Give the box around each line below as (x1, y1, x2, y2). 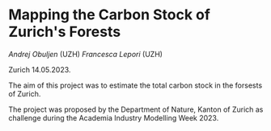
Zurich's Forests (8, 23, 121, 41)
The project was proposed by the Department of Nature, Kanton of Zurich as (8, 104, 264, 114)
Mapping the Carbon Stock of (8, 6, 210, 24)
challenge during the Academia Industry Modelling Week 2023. (8, 113, 219, 122)
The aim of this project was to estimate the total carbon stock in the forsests (8, 80, 263, 90)
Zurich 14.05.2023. (8, 64, 71, 74)
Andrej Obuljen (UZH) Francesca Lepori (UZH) (8, 49, 163, 59)
